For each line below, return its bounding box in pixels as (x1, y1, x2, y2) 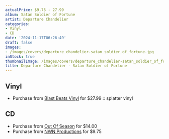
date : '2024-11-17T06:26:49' (5, 36, 66, 41)
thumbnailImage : (5, 59, 39, 64)
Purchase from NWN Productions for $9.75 (12, 128, 102, 134)
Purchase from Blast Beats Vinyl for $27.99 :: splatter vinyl (12, 95, 133, 101)
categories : (5, 21, 30, 27)
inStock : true (5, 54, 35, 59)
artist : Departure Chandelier (5, 17, 69, 22)
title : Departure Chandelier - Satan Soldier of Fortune (5, 63, 127, 68)
